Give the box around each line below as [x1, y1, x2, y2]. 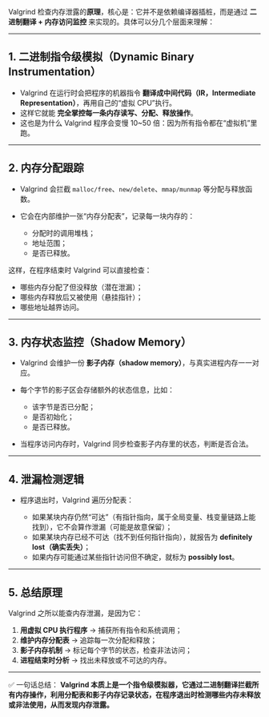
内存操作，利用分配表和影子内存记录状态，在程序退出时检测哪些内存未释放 [14, 690, 261, 699]
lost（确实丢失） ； [31, 542, 90, 552]
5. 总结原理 [8, 586, 62, 599]
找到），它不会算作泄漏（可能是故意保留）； [31, 522, 173, 532]
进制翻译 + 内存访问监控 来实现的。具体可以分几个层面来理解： [8, 17, 215, 26]
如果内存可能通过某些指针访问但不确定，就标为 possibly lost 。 [31, 552, 239, 562]
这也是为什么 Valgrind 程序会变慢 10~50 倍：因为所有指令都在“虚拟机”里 [19, 118, 258, 127]
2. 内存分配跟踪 [8, 161, 84, 175]
